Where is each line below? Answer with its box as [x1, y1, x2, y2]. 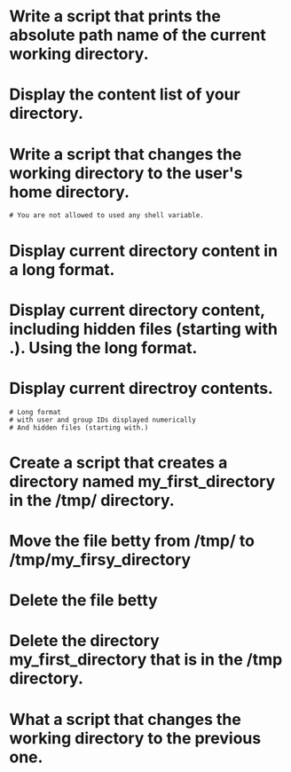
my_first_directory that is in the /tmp [9, 650, 283, 670]
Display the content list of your [9, 84, 241, 105]
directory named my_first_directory [9, 471, 276, 492]
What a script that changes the [9, 709, 241, 729]
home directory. [9, 182, 130, 201]
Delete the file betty [9, 590, 158, 611]
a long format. [9, 259, 115, 280]
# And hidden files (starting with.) [9, 423, 149, 432]
